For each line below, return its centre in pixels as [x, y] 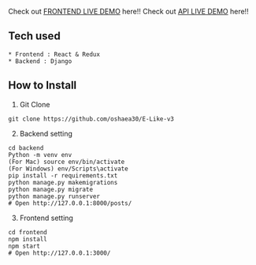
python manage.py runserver [54, 196]
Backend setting [46, 133]
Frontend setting [46, 218]
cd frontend [28, 232]
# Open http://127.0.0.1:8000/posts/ [70, 203]
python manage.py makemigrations [63, 182]
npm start [24, 246]
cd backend [26, 148]
